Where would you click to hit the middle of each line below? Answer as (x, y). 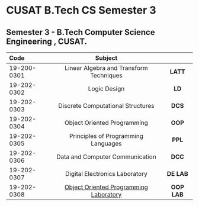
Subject (106, 58)
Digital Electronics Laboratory (106, 174)
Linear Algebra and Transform (106, 68)
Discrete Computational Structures (107, 106)
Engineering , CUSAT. (47, 41)
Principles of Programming (106, 136)
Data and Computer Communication (106, 157)
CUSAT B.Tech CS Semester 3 (81, 10)
